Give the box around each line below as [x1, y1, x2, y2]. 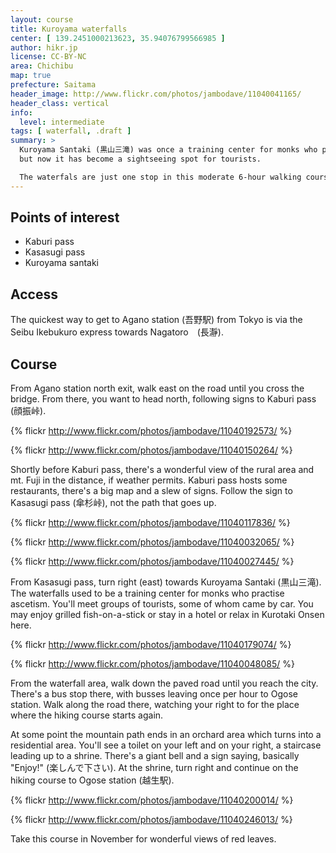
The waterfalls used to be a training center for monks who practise [10, 587, 285, 600]
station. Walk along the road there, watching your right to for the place [10, 699, 300, 711]
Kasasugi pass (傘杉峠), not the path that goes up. [10, 497, 217, 509]
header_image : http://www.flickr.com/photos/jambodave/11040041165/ [10, 89, 302, 99]
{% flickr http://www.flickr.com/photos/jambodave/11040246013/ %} [10, 814, 293, 826]
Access [10, 286, 58, 303]
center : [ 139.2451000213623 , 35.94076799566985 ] [10, 33, 226, 43]
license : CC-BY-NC [10, 52, 87, 62]
